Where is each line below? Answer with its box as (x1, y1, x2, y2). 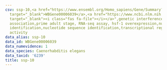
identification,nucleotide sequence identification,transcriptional (9, 26, 155, 31)
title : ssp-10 (5, 58, 35, 63)
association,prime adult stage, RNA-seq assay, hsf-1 (9, 21, 123, 26)
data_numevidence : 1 (5, 44, 48, 49)
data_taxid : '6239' (5, 53, 46, 58)
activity (9, 30, 28, 35)
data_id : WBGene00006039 (5, 39, 57, 44)
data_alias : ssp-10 (5, 35, 46, 40)
